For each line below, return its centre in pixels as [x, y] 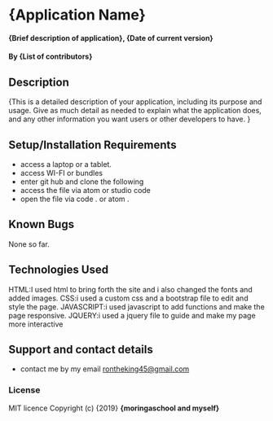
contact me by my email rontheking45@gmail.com [105, 369]
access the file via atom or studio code [85, 190]
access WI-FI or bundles [62, 173]
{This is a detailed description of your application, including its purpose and [135, 102]
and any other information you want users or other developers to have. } [130, 119]
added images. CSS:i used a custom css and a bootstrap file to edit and [128, 298]
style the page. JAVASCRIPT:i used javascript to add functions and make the [136, 306]
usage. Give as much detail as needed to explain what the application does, [135, 111]
